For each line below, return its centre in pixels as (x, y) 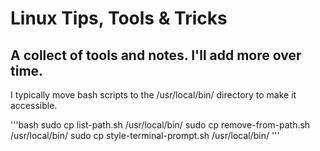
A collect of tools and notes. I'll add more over (156, 55)
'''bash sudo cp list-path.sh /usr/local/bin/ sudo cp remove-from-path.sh (160, 125)
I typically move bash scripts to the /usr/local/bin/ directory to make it (153, 95)
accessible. (34, 105)
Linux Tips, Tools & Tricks (119, 18)
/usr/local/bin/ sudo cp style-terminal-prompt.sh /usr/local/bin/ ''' (145, 135)
